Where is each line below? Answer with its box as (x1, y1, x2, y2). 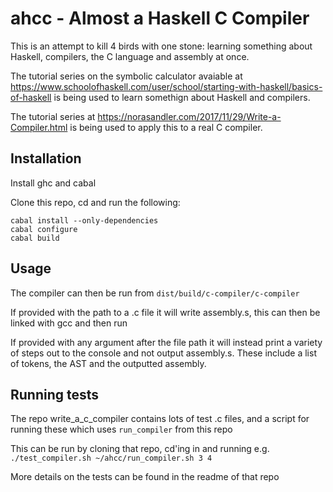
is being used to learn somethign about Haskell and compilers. (53, 91, 311, 103)
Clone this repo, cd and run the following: (10, 196, 181, 208)
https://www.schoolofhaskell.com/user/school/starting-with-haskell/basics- (10, 80, 323, 92)
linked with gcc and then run (10, 317, 128, 329)
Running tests (10, 386, 100, 403)
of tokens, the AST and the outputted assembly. (10, 357, 207, 369)
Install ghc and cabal (10, 177, 97, 189)
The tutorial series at (10, 110, 96, 122)
